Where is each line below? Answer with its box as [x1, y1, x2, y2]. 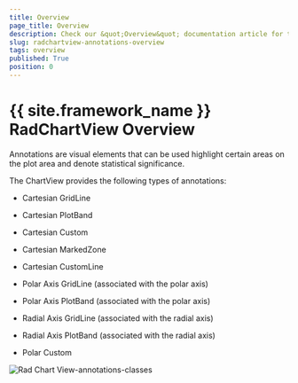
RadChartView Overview [9, 120, 195, 140]
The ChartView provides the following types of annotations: [9, 175, 227, 186]
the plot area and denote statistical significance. [9, 158, 185, 168]
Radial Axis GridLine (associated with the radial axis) [21, 312, 215, 324]
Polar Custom [21, 347, 73, 357]
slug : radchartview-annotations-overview [9, 37, 165, 47]
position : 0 [9, 63, 53, 72]
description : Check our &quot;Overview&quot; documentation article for [9, 29, 284, 38]
